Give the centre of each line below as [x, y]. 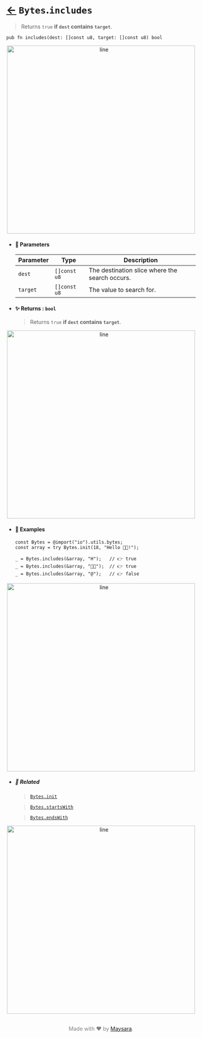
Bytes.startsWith [52, 807]
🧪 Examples [30, 529]
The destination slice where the [133, 270]
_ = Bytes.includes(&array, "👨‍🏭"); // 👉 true [76, 566]
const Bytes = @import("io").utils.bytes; [69, 542]
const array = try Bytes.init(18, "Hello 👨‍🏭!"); [77, 547]
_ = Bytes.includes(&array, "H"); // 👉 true [76, 559]
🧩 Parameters [32, 244]
